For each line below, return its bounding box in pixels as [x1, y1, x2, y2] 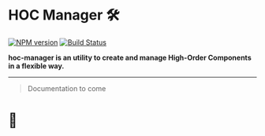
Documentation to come [27, 83, 106, 93]
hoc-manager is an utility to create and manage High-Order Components [8, 53, 252, 62]
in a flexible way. [8, 61, 65, 71]
